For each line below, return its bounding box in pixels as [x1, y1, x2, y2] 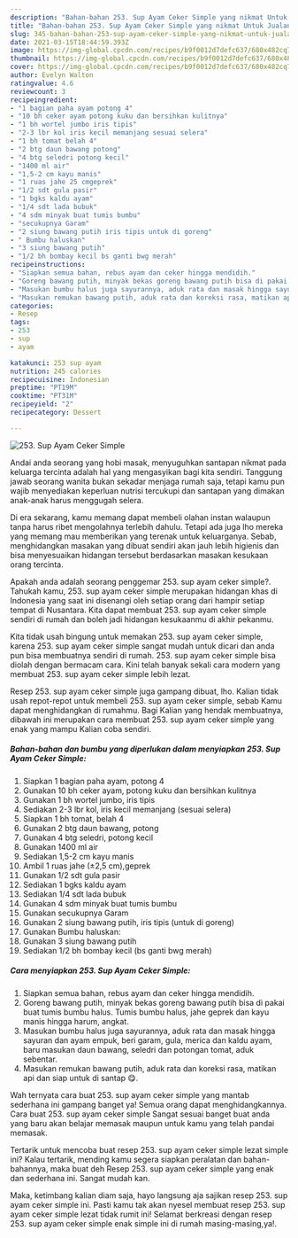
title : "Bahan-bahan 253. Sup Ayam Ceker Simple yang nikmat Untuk [10, 21, 264, 30]
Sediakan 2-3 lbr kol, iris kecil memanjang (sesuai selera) [22, 804, 232, 814]
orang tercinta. [10, 559, 65, 570]
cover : [10, 63, 34, 72]
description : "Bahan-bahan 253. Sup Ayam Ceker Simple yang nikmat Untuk [10, 12, 288, 22]
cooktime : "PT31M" [10, 392, 78, 401]
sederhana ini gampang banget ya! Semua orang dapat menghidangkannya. [10, 1099, 287, 1110]
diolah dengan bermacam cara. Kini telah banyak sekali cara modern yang [10, 659, 281, 670]
